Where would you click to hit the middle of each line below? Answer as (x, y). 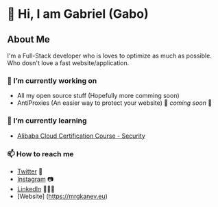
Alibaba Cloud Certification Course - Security (81, 136)
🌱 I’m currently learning (47, 121)
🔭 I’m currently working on (52, 80)
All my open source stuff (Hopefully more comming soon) (98, 96)
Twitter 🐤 (30, 171)
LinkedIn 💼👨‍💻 (36, 188)
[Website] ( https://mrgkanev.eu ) (62, 196)
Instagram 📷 (35, 179)
